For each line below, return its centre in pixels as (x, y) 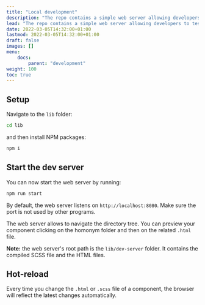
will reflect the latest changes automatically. (62, 295)
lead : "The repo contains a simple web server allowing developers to (98, 23)
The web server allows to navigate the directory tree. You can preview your (101, 224)
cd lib (15, 126)
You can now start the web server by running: (64, 182)
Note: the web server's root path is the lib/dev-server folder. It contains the (102, 248)
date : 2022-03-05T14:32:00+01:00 (49, 29)
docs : (24, 58)
